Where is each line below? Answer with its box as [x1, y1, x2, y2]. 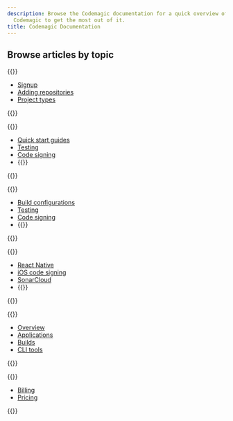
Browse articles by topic [7, 49, 114, 60]
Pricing [17, 393, 38, 402]
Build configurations [17, 199, 75, 207]
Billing [17, 386, 35, 395]
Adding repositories [17, 88, 74, 97]
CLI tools [17, 345, 43, 354]
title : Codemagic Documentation [7, 23, 101, 30]
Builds [17, 338, 35, 347]
